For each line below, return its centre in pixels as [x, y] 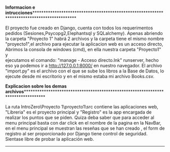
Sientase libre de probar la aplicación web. [50, 139]
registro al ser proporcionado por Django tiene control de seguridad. [76, 134]
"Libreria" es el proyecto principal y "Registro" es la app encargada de [78, 112]
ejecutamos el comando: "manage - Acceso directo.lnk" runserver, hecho [82, 60]
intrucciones [19, 13]
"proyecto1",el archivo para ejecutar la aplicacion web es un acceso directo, [84, 44]
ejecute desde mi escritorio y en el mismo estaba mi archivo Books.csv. [80, 76]
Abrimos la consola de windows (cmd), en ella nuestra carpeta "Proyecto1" [83, 49]
